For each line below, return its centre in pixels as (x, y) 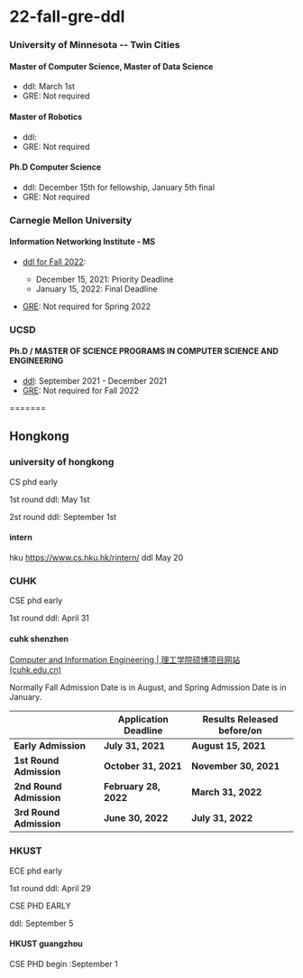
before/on (240, 731)
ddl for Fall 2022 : (54, 261)
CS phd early (34, 481)
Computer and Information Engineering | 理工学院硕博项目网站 (125, 660)
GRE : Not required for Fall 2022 (81, 390)
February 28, (132, 787)
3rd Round (37, 813)
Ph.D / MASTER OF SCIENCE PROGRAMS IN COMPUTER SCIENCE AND (144, 351)
